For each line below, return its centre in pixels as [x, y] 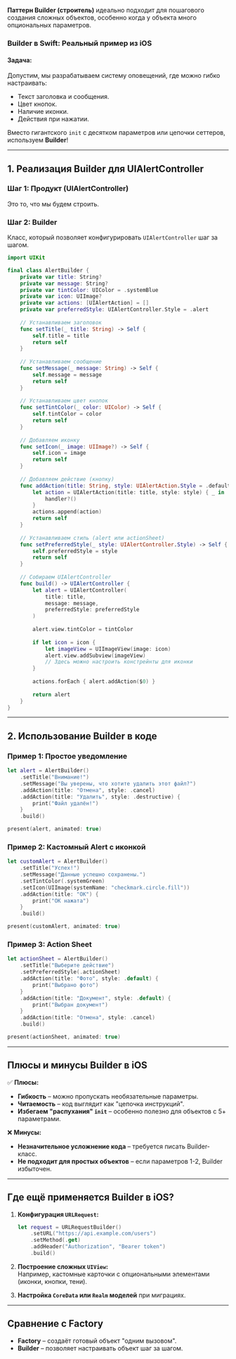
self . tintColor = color [67, 414]
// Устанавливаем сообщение [61, 362]
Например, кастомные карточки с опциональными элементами [113, 1274]
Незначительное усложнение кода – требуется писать [101, 1146]
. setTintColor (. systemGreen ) [63, 881]
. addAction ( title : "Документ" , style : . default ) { [96, 998]
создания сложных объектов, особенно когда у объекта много [102, 18]
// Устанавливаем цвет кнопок [64, 401]
